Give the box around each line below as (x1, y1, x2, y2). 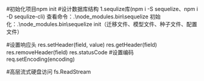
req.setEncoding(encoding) (6, 55, 75, 63)
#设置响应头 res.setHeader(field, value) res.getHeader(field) (6, 41, 157, 48)
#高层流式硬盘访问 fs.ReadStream (6, 68, 91, 75)
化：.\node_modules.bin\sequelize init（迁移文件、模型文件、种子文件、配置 (6, 21, 197, 27)
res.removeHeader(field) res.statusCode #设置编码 (6, 49, 134, 56)
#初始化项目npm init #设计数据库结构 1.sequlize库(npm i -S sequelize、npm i (6, 5, 199, 12)
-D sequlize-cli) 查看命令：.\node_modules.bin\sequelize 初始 (6, 13, 161, 20)
